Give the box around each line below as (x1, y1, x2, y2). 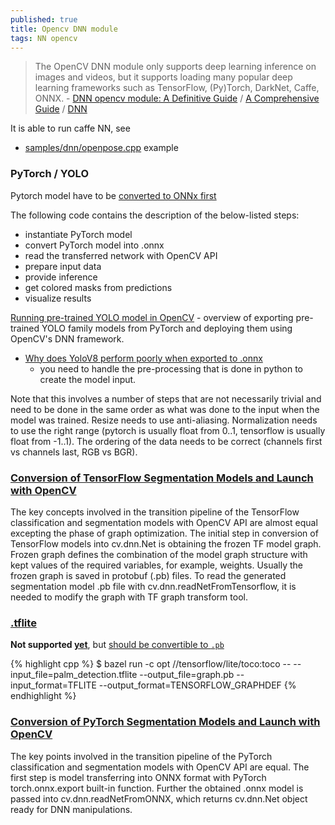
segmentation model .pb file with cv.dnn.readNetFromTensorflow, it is (10, 580, 297, 592)
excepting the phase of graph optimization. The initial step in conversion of (10, 527, 319, 539)
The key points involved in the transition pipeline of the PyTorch (10, 750, 273, 762)
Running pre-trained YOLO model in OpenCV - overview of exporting (10, 311, 294, 323)
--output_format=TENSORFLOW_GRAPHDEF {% (98, 679, 297, 691)
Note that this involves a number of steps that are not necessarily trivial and (10, 392, 322, 405)
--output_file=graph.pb (139, 669, 235, 681)
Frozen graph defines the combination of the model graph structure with (10, 548, 308, 560)
